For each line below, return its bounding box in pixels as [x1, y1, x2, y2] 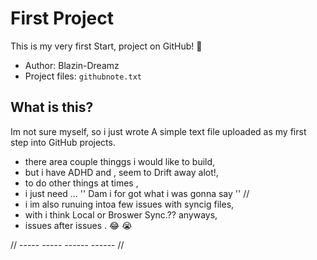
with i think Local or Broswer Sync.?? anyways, [24, 208, 218, 221]
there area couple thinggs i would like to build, [24, 155, 216, 167]
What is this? [10, 99, 94, 116]
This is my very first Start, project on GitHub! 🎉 [10, 40, 203, 52]
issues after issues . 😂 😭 [24, 219, 133, 231]
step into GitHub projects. [10, 136, 116, 148]
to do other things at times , [24, 177, 139, 189]
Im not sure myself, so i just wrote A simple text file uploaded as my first [10, 125, 307, 137]
